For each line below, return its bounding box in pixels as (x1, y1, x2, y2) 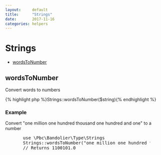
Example (5, 109, 27, 116)
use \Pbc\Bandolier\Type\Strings (22, 135, 105, 141)
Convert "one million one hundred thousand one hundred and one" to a (5, 120, 151, 126)
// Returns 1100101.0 (22, 145, 76, 151)
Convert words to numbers (5, 87, 60, 93)
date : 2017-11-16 (5, 16, 55, 21)
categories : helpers (5, 21, 48, 26)
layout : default (5, 7, 48, 12)
